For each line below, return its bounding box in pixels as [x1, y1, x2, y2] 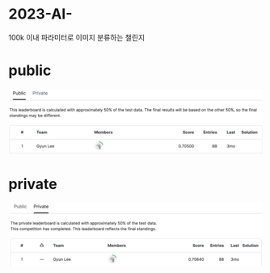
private [8, 174, 58, 193]
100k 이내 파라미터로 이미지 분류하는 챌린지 [8, 32, 146, 42]
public [8, 61, 52, 80]
